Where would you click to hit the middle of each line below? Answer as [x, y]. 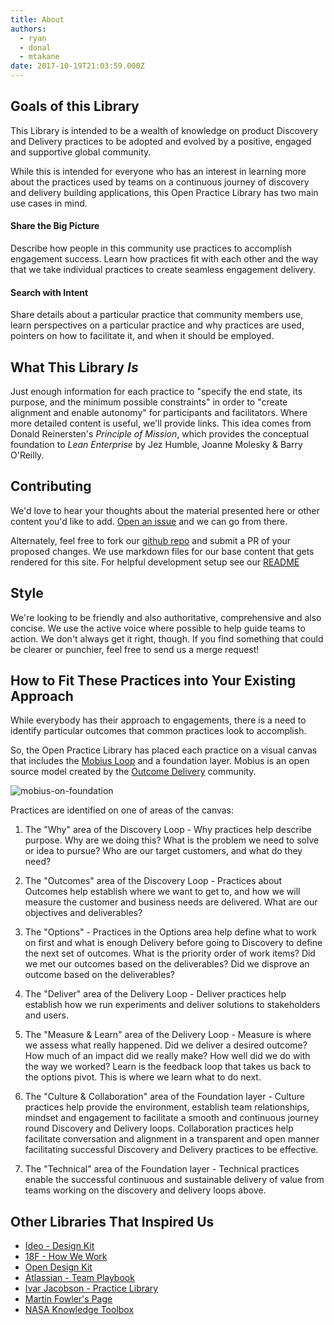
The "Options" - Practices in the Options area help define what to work [170, 932]
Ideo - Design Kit [59, 1246]
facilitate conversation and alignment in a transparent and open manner [172, 1139]
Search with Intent [49, 292]
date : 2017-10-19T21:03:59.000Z [77, 66]
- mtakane [39, 57]
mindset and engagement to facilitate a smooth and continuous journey [172, 1118]
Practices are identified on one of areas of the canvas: [122, 810]
